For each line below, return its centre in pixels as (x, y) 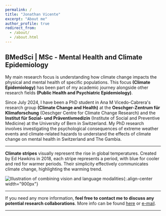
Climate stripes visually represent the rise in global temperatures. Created (81, 153)
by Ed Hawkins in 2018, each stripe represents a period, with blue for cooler (82, 158)
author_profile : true (27, 23)
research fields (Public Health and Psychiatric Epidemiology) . (69, 92)
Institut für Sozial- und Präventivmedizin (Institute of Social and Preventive (83, 118)
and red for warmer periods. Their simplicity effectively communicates (77, 164)
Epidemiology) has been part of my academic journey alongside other (77, 87)
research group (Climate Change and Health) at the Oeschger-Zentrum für (83, 107)
